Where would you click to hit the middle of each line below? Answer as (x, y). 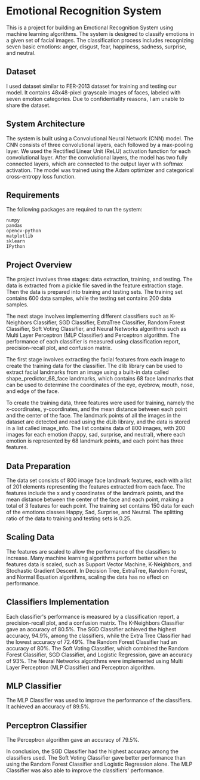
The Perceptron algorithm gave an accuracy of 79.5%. (73, 740)
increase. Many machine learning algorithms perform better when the (92, 558)
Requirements (33, 195)
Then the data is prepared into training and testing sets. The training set (95, 292)
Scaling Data (30, 537)
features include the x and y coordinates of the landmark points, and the (95, 493)
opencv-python (24, 231)
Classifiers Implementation (58, 602)
